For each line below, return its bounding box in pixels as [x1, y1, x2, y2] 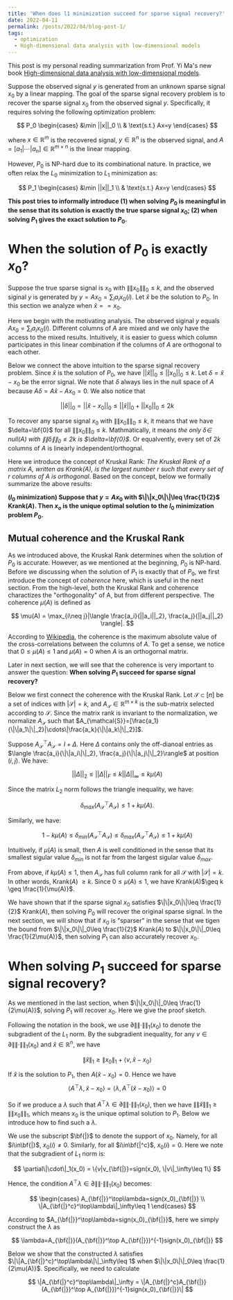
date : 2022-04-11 [8, 17, 58, 24]
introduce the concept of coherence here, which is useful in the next [8, 576, 204, 584]
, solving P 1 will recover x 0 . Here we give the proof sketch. [40, 1006, 207, 1016]
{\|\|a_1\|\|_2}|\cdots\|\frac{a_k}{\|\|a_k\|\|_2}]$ [8, 725, 141, 734]
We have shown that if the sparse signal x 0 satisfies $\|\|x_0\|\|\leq [8, 898, 199, 908]
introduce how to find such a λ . [8, 1118, 98, 1127]
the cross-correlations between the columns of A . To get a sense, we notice [8, 640, 225, 648]
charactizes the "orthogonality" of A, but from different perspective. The [8, 591, 214, 600]
